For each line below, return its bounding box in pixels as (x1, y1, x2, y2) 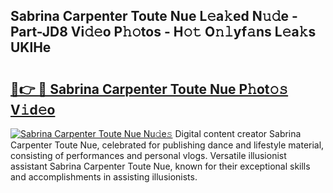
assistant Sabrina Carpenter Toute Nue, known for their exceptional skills (10, 160, 311, 172)
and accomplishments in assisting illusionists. (10, 171, 198, 183)
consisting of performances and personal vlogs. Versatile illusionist (10, 150, 287, 161)
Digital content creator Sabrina (174, 128, 302, 139)
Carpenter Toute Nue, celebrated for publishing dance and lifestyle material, (10, 139, 325, 151)
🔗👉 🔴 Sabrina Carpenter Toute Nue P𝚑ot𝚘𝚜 (10, 80, 289, 98)
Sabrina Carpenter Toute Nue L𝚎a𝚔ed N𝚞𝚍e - (10, 8, 298, 25)
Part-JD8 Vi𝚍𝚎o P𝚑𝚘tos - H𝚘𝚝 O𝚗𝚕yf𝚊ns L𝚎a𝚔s (10, 24, 317, 41)
